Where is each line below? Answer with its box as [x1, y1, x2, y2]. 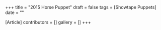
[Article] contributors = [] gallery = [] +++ [5, 19, 92, 25]
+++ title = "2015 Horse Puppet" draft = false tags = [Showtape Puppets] [5, 4, 156, 10]
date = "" [5, 9, 24, 15]
